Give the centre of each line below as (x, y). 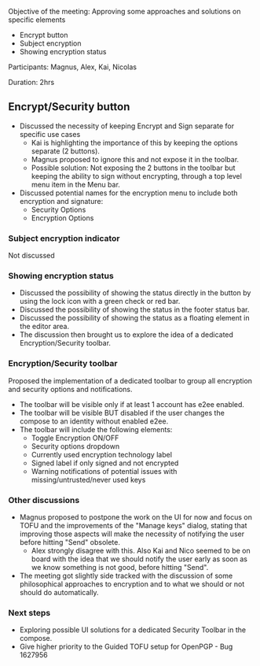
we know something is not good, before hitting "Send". (120, 567)
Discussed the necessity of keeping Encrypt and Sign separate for (126, 126)
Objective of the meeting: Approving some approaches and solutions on (125, 11)
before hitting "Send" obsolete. (70, 542)
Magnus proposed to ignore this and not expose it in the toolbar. (135, 159)
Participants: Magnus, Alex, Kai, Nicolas (73, 67)
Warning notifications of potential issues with (104, 471)
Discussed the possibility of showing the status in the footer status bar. (134, 309)
